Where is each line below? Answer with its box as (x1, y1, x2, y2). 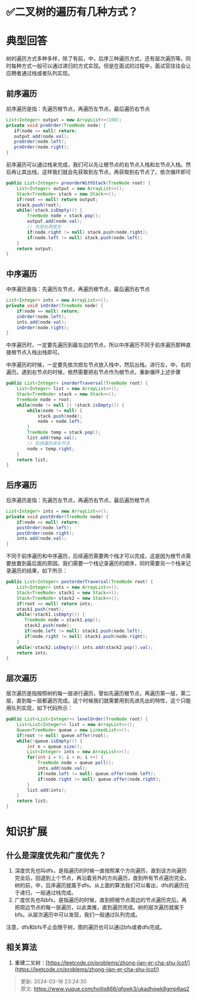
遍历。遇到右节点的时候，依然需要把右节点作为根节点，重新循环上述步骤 (6, 368, 181, 376)
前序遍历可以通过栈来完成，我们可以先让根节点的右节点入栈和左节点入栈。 (6, 161, 186, 168)
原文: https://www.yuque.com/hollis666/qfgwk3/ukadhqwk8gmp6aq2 (20, 985, 189, 992)
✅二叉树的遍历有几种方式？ (6, 5, 138, 19)
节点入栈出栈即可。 (16, 349, 63, 356)
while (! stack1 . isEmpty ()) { (16, 611, 85, 617)
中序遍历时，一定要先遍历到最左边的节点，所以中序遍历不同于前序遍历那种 (6, 341, 186, 348)
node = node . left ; (37, 418, 83, 425)
